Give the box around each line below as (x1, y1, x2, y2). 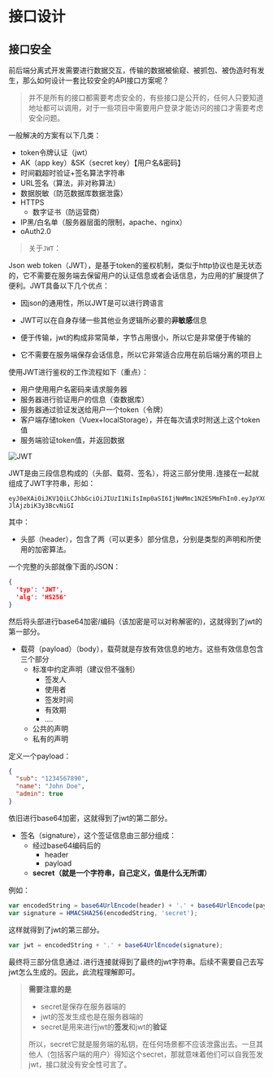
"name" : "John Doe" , (15, 782, 85, 791)
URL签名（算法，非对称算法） (19, 178, 120, 188)
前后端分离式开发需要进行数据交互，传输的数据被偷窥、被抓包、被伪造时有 (8, 66, 258, 75)
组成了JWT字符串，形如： (8, 479, 96, 488)
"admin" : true (15, 790, 63, 798)
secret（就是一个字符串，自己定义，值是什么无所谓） (32, 867, 211, 878)
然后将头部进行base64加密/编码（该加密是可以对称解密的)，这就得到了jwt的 (8, 616, 262, 626)
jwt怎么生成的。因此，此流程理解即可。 (8, 966, 140, 976)
